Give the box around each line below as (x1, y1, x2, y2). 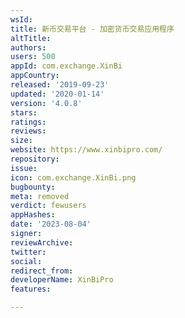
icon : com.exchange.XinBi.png (10, 172, 137, 183)
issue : (10, 163, 38, 173)
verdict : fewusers (10, 201, 87, 211)
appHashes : (10, 210, 56, 220)
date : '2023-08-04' (10, 219, 92, 230)
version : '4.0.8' (10, 98, 83, 108)
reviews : (10, 126, 47, 136)
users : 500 (10, 52, 56, 62)
